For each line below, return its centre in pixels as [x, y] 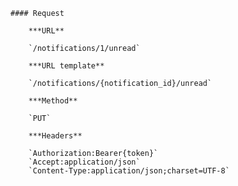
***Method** [53, 101]
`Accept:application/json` [84, 162]
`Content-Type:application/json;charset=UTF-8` [129, 171]
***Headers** [55, 136]
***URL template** [66, 66]
